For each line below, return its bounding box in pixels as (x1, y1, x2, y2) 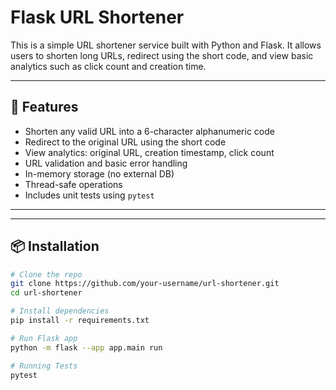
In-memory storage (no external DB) (24, 167, 175, 180)
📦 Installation (10, 238, 100, 255)
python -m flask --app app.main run (10, 342, 163, 353)
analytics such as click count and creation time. (10, 60, 207, 72)
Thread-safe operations (24, 178, 123, 190)
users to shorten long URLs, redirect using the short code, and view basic (10, 49, 314, 61)
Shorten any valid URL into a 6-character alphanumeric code (24, 125, 275, 137)
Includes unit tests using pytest (24, 189, 155, 201)
